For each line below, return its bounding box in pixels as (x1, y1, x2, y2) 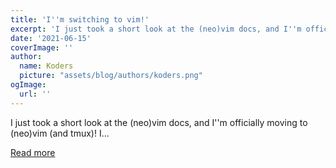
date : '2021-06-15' (10, 33, 92, 43)
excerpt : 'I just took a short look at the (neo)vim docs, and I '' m (10, 24, 302, 34)
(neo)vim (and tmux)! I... (10, 127, 110, 139)
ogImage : (10, 80, 47, 90)
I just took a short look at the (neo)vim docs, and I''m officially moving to (10, 116, 308, 128)
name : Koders (19, 61, 74, 71)
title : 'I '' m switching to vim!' (10, 14, 150, 25)
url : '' (19, 89, 52, 99)
